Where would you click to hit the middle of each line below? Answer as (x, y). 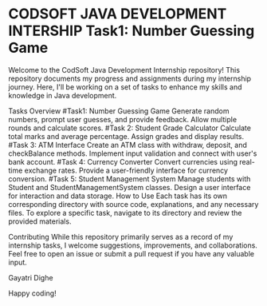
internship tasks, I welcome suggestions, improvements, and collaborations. (133, 245)
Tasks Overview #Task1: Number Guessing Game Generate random (119, 111)
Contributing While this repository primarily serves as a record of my (121, 236)
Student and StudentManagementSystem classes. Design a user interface (130, 187)
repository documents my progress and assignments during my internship (130, 78)
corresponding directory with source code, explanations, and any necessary (133, 204)
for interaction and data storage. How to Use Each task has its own (118, 196)
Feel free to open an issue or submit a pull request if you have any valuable (132, 253)
